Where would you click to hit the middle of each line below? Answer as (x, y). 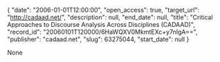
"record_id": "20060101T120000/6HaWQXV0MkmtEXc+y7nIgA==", (102, 32)
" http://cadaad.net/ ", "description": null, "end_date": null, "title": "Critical (110, 17)
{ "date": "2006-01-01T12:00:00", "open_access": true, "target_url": (103, 10)
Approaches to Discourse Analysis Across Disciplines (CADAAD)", (101, 24)
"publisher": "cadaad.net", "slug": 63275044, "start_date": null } (98, 39)
